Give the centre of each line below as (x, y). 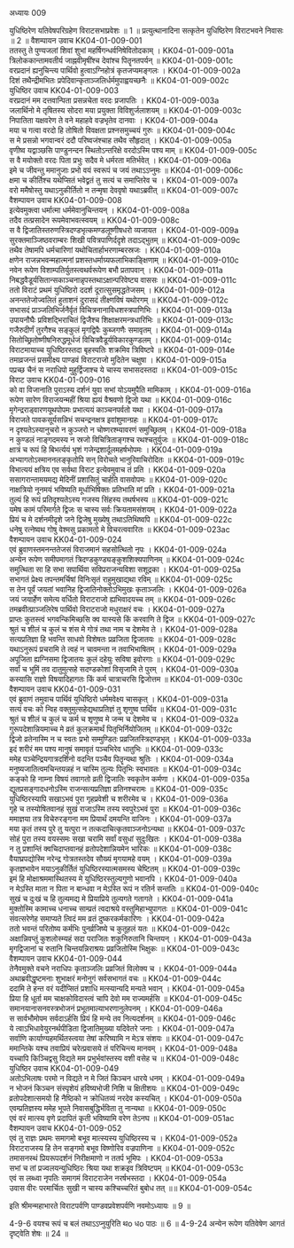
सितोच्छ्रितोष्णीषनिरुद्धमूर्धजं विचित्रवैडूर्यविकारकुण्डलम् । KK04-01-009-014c (120, 340)
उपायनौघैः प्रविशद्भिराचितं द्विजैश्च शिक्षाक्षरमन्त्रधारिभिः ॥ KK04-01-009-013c (121, 320)
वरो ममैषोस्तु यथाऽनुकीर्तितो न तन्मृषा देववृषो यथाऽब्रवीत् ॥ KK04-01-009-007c (124, 190)
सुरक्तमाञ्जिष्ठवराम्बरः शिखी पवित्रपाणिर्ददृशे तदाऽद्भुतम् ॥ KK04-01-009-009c (125, 240)
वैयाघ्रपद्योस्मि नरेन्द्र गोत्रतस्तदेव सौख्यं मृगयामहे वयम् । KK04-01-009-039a (120, 859)
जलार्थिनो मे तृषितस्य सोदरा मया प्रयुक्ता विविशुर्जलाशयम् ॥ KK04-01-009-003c (125, 110)
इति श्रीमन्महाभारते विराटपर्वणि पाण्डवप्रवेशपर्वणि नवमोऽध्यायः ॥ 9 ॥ (100, 1206)
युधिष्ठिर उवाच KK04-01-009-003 (64, 90)
